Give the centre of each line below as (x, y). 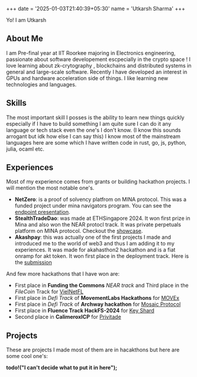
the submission (33, 263)
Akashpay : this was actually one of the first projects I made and (93, 237)
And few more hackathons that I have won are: (63, 274)
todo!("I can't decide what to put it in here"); (62, 368)
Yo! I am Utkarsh (26, 20)
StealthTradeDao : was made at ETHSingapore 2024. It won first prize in (102, 218)
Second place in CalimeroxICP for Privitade (68, 317)
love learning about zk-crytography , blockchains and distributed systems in (99, 65)
